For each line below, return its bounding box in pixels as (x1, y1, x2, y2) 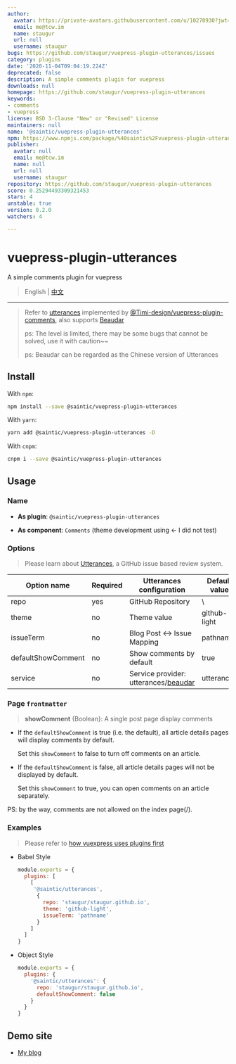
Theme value (129, 613, 173, 623)
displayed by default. (17, 771, 79, 779)
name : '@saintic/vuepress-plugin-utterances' (7, 128, 143, 135)
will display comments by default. (17, 736, 114, 745)
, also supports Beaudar (55, 315, 124, 324)
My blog (17, 1049, 42, 1057)
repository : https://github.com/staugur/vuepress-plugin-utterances (7, 180, 212, 187)
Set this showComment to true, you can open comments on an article (17, 784, 209, 792)
